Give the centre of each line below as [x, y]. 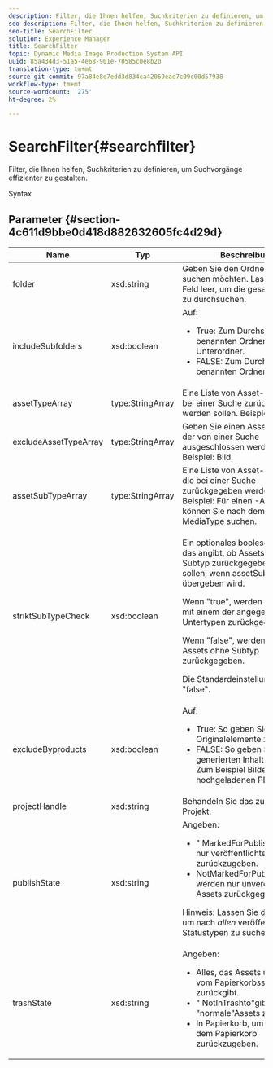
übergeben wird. [214, 583]
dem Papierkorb [227, 1033]
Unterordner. [221, 351]
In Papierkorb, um [230, 1023]
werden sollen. [210, 413]
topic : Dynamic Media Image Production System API [96, 54]
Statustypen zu [211, 932]
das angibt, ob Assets [223, 553]
